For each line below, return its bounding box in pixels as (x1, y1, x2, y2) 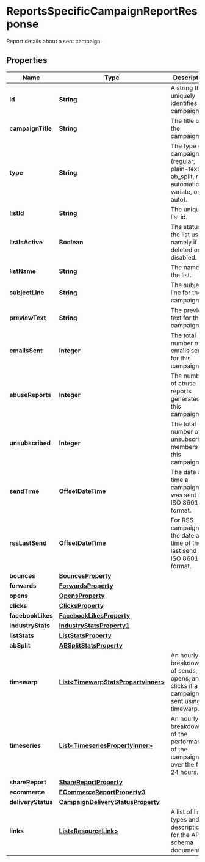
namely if (170, 238, 197, 246)
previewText (9, 313, 46, 322)
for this (170, 354, 191, 362)
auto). (170, 195, 188, 203)
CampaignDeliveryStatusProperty (59, 797, 160, 806)
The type (170, 142, 197, 150)
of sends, (170, 666, 198, 674)
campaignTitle (9, 124, 52, 133)
